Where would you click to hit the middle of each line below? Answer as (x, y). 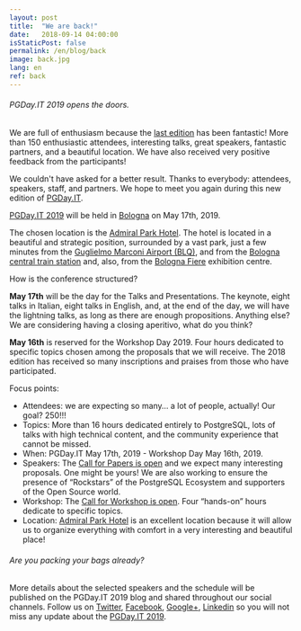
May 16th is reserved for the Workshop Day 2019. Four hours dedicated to (147, 342)
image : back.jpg (40, 59)
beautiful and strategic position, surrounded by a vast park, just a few (138, 242)
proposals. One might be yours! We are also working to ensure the (145, 472)
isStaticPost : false (48, 43)
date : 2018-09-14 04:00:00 (64, 34)
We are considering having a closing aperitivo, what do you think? (131, 324)
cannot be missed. (57, 444)
